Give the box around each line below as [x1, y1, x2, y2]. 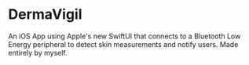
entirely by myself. [8, 48, 68, 57]
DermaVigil [8, 5, 82, 23]
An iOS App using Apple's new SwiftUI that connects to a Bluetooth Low [8, 31, 241, 41]
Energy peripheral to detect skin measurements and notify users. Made [8, 39, 239, 49]
